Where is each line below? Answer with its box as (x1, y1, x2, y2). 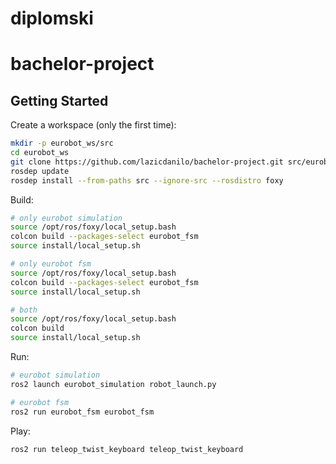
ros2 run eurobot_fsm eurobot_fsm (10, 407, 155, 417)
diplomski (10, 7, 94, 30)
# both (10, 305, 38, 315)
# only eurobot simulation (10, 213, 123, 223)
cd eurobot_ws (10, 148, 70, 158)
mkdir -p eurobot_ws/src (10, 138, 114, 149)
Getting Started (10, 92, 109, 109)
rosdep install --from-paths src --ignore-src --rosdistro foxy (10, 175, 284, 186)
